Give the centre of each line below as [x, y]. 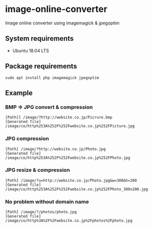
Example [19, 93]
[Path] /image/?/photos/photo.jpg [41, 212]
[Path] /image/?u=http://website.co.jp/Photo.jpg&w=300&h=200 [71, 180]
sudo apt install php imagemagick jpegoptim [52, 78]
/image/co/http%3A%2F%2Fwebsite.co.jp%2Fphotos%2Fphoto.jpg [69, 221]
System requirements [39, 39]
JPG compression [27, 139]
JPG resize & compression [38, 170]
